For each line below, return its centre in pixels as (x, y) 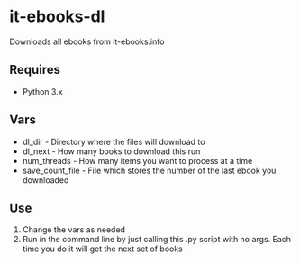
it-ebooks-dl (57, 17)
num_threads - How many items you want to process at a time (137, 160)
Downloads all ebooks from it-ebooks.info (87, 41)
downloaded (45, 180)
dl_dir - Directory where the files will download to (114, 141)
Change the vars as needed (74, 230)
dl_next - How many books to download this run (111, 151)
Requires (35, 70)
